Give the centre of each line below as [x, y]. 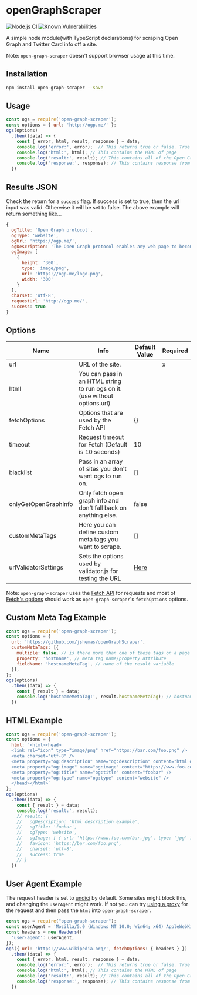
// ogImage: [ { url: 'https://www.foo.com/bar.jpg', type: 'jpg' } [105, 838]
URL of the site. [100, 364]
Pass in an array [101, 461]
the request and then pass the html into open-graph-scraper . [79, 910]
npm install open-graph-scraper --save [55, 88]
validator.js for [98, 571]
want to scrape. [100, 547]
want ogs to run [100, 476]
